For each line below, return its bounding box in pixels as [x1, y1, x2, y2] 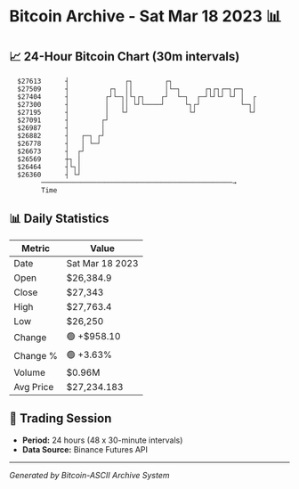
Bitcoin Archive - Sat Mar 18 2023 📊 [9, 6, 282, 27]
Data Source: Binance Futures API [21, 444, 149, 454]
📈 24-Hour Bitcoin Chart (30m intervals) [9, 49, 240, 64]
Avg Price [13, 380, 54, 393]
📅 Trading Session [9, 411, 112, 427]
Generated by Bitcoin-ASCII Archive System [9, 469, 170, 480]
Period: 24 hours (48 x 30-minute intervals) [21, 435, 183, 445]
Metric [21, 241, 51, 254]
